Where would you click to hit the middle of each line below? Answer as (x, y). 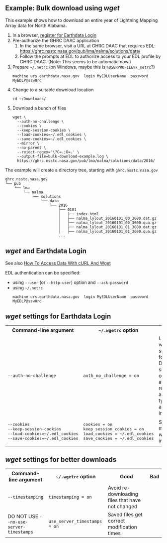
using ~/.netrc (28, 287)
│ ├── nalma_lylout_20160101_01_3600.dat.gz (107, 227)
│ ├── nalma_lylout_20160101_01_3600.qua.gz (107, 231)
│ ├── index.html (79, 214)
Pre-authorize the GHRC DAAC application (56, 40)
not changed (123, 507)
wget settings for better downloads (61, 460)
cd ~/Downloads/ (29, 99)
